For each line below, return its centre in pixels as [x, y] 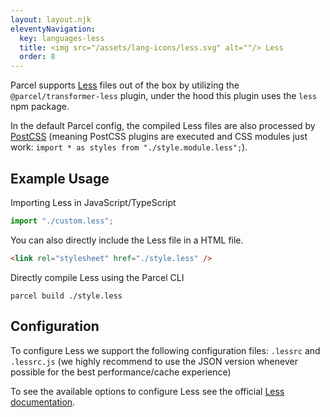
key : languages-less [62, 38]
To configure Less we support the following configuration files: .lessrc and [165, 350]
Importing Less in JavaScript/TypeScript [93, 202]
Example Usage [60, 178]
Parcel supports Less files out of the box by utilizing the [125, 85]
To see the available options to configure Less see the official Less [147, 391]
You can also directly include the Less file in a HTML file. [127, 240]
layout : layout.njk [51, 19]
